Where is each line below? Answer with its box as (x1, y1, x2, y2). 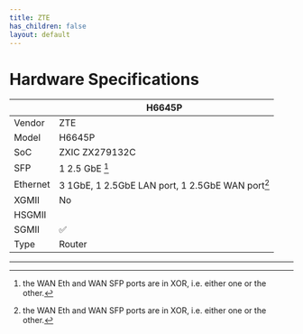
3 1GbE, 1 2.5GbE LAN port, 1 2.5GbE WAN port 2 (58, 177, 271, 191)
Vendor (14, 116, 45, 129)
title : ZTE (9, 13, 50, 23)
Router (58, 237, 87, 250)
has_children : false (9, 22, 87, 31)
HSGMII (14, 209, 47, 221)
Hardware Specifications (9, 69, 200, 89)
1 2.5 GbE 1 (58, 161, 110, 175)
